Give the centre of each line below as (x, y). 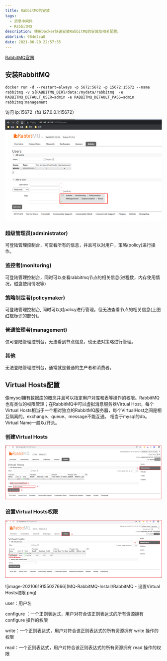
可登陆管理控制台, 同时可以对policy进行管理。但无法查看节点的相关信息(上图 (83, 309)
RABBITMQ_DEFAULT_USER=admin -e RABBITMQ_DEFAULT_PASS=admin (70, 97)
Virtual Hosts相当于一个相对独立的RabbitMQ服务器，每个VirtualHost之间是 (81, 410)
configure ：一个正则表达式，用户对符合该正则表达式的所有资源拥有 (75, 614)
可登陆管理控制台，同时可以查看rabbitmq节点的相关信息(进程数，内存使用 (81, 277)
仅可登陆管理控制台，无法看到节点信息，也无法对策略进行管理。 (70, 342)
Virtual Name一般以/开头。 (32, 423)
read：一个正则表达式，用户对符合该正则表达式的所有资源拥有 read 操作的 (81, 648)
